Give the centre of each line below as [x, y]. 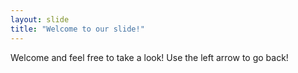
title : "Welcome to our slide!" [77, 29]
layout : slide [40, 19]
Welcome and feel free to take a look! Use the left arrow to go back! [149, 57]
